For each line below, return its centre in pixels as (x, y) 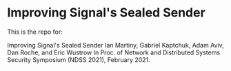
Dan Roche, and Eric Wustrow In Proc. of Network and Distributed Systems (114, 52)
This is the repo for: (35, 32)
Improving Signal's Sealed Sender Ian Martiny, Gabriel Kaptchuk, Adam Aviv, (115, 45)
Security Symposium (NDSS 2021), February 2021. (79, 59)
